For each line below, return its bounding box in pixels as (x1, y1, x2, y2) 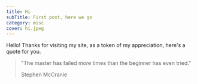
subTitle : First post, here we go (6, 14, 93, 20)
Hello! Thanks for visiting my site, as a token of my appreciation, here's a (6, 42, 186, 49)
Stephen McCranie (20, 71, 68, 78)
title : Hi (6, 8, 31, 15)
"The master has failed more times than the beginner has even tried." (20, 60, 192, 67)
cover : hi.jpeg (6, 25, 44, 32)
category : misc (6, 20, 44, 26)
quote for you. (6, 48, 41, 55)
